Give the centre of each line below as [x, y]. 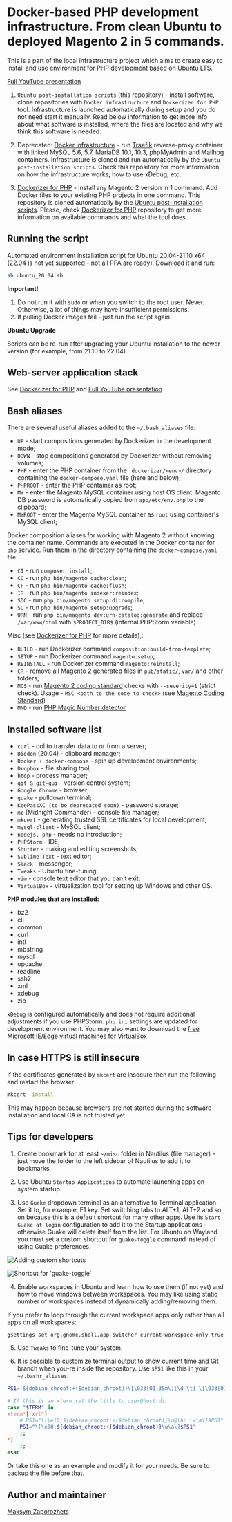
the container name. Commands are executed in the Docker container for [111, 543]
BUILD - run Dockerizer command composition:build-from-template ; [114, 649]
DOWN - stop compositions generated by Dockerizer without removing [114, 456]
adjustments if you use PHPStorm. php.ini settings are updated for [103, 1021]
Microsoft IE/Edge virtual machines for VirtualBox [77, 1036]
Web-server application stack [73, 373]
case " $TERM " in [30, 1408]
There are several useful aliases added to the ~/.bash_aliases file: [101, 428]
